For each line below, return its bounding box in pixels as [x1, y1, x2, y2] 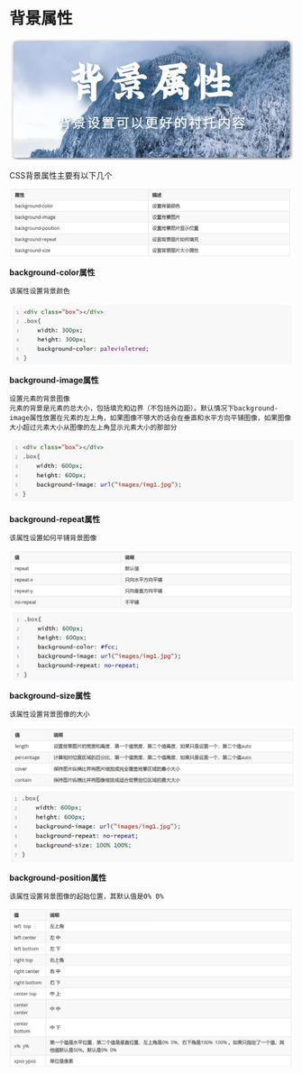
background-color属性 [9, 267, 96, 278]
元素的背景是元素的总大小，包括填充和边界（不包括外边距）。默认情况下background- [9, 403, 279, 413]
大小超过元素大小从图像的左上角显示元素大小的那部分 [9, 423, 178, 432]
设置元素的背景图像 [9, 394, 70, 403]
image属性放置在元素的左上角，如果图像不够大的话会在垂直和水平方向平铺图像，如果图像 [9, 413, 291, 422]
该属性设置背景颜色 [9, 287, 70, 296]
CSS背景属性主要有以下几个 [9, 170, 113, 180]
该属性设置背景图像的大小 [9, 710, 90, 720]
